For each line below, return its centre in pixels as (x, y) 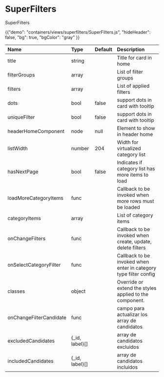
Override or (130, 282)
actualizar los (132, 314)
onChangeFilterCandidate (37, 317)
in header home (135, 134)
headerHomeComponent (36, 131)
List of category (135, 215)
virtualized (129, 148)
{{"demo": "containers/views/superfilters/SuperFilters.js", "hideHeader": (78, 32)
